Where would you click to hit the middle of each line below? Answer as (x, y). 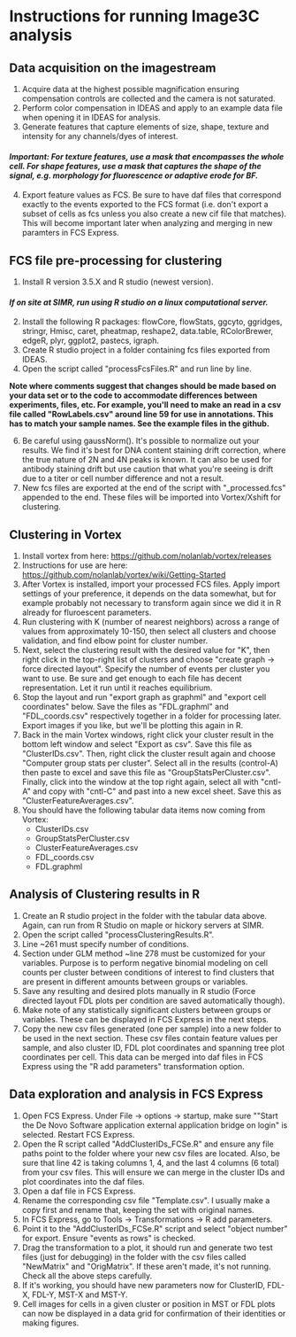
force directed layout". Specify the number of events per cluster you (146, 669)
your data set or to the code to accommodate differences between (133, 395)
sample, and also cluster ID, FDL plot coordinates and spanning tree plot (153, 1047)
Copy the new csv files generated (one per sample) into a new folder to (152, 1029)
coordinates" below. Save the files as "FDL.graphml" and (125, 707)
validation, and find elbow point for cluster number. (115, 641)
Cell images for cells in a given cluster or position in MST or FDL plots (148, 1303)
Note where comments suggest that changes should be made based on (143, 386)
